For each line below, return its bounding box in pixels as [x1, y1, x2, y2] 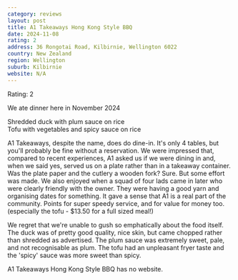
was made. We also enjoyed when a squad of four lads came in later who [7, 176, 223, 185]
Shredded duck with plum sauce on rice [7, 117, 125, 125]
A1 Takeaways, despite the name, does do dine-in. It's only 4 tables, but [7, 138, 219, 147]
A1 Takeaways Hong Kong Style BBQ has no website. [7, 264, 163, 273]
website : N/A [7, 70, 46, 77]
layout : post [7, 17, 46, 24]
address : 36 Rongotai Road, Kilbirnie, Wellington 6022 [7, 43, 177, 51]
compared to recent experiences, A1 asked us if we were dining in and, [7, 154, 216, 162]
